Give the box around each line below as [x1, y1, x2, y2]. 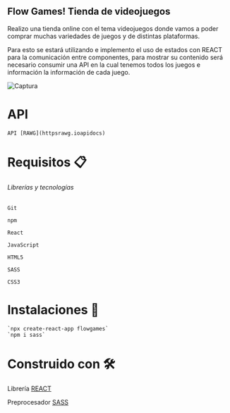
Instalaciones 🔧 [7, 302, 99, 318]
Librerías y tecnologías [7, 183, 74, 191]
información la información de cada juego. [7, 68, 131, 76]
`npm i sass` [7, 331, 46, 339]
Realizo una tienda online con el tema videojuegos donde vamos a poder [7, 24, 219, 32]
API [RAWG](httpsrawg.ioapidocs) [7, 130, 106, 137]
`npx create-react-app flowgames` [7, 326, 109, 333]
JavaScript [7, 242, 40, 249]
